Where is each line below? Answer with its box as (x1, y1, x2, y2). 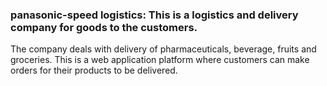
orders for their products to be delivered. (10, 64, 178, 77)
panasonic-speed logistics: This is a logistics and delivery (10, 8, 299, 22)
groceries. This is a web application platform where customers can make (10, 54, 310, 66)
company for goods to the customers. (10, 20, 198, 34)
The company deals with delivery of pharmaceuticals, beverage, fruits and (10, 43, 317, 55)
